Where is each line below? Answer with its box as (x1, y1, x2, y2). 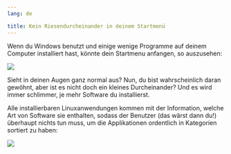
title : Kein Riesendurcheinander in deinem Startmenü (7, 22, 166, 30)
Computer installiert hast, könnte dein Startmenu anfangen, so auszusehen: (7, 49, 223, 58)
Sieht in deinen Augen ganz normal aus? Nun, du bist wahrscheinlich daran (7, 76, 221, 84)
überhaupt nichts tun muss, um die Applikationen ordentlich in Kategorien (7, 119, 217, 127)
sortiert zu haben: (7, 126, 58, 134)
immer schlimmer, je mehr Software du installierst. (7, 90, 150, 99)
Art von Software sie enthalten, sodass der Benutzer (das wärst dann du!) (7, 111, 216, 119)
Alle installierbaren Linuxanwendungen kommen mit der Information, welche (7, 103, 224, 112)
